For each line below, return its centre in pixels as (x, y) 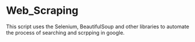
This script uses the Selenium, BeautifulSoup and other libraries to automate (98, 26)
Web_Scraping (42, 11)
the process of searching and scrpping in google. (65, 32)
